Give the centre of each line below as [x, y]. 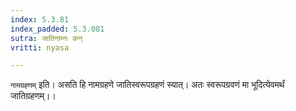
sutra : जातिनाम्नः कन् [46, 38]
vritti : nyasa [40, 47]
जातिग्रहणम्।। [33, 96]
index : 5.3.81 [40, 19]
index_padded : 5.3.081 [57, 29]
